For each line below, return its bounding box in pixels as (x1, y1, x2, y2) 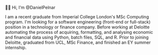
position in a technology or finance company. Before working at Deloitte (5, 24, 150, 30)
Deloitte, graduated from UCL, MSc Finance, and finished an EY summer (5, 40, 151, 45)
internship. (5, 45, 27, 50)
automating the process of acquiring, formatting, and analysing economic (5, 29, 153, 35)
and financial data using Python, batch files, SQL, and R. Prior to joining (5, 34, 149, 40)
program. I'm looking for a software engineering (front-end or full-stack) (5, 19, 151, 25)
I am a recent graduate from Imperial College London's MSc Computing (5, 14, 149, 19)
